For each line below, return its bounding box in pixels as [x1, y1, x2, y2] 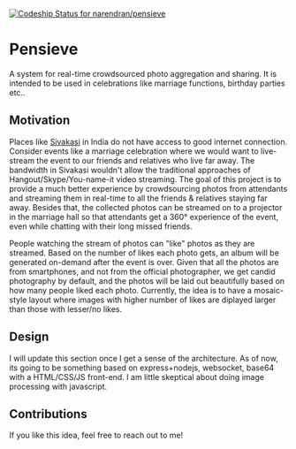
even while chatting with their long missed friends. [9, 221, 193, 232]
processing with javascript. [9, 381, 108, 392]
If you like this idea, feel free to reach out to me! [9, 430, 184, 441]
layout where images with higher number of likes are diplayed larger [28, 294, 277, 305]
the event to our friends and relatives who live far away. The [36, 155, 255, 165]
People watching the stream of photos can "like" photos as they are [9, 238, 255, 248]
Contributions [9, 407, 87, 422]
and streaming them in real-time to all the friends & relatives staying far [9, 193, 268, 203]
